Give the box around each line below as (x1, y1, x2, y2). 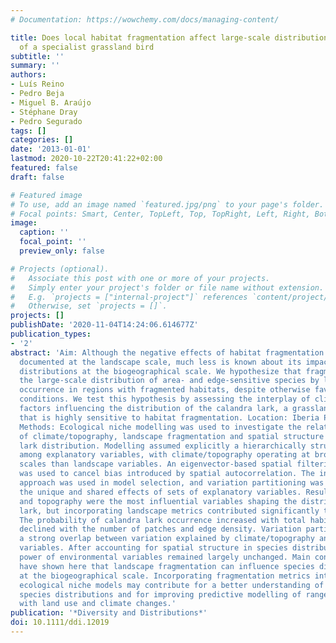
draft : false (10, 172, 65, 182)
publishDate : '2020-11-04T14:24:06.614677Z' (10, 320, 199, 330)
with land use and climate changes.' (19, 599, 177, 609)
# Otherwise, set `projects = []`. (10, 301, 168, 311)
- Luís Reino (10, 79, 65, 90)
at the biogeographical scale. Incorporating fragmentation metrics (19, 571, 311, 581)
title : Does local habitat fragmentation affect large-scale (10, 32, 271, 43)
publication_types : (10, 329, 92, 339)
